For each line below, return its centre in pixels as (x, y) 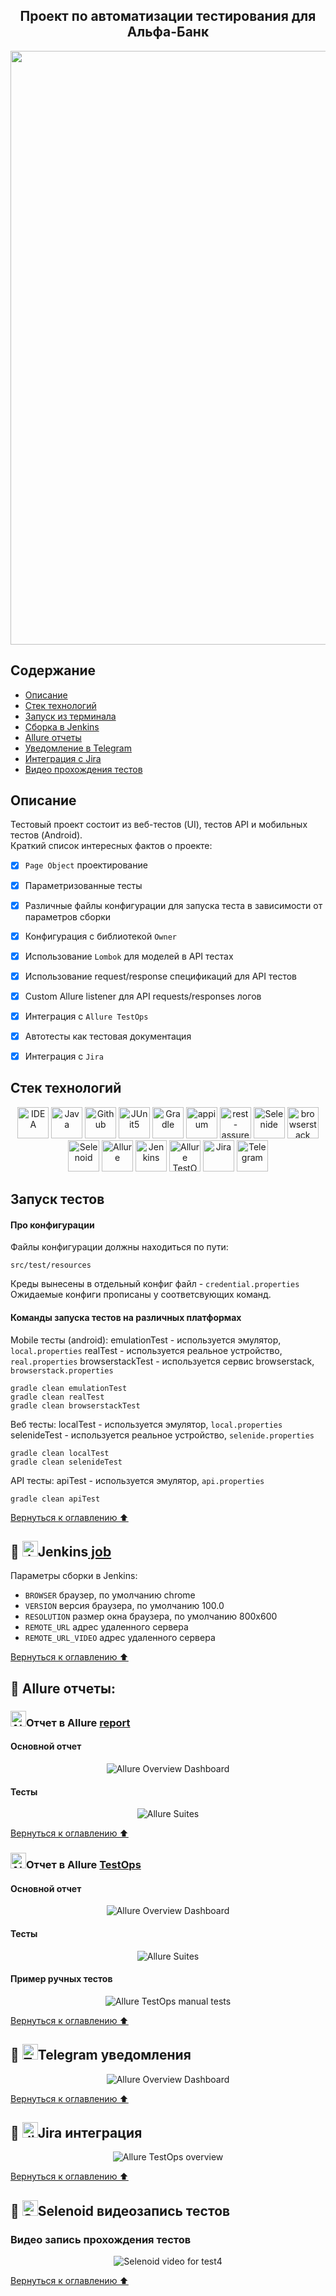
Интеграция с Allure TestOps (86, 1016)
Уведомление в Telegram (78, 748)
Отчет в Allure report (78, 1722)
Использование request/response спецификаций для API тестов (160, 976)
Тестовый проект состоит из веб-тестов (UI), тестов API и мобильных (159, 825)
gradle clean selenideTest (66, 1462)
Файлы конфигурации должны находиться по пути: (119, 1247)
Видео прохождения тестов (83, 769)
